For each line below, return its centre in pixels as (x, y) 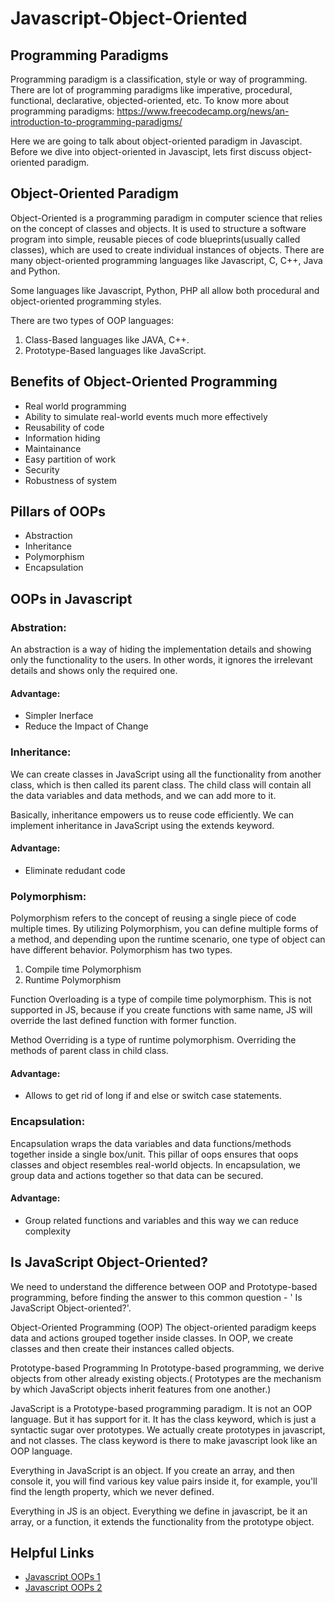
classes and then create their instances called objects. (122, 1348)
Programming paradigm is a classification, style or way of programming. (159, 79)
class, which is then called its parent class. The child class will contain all (161, 784)
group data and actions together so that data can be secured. (137, 1175)
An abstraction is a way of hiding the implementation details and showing (161, 649)
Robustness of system (70, 480)
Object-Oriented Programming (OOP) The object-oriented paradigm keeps (163, 1327)
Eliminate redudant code (75, 870)
